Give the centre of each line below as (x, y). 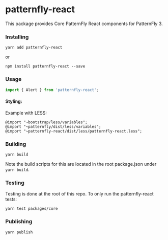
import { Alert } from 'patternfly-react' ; (52, 90)
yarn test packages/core (32, 209)
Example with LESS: (26, 113)
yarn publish (19, 232)
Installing (17, 37)
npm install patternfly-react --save (45, 67)
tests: (11, 199)
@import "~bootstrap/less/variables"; (46, 122)
